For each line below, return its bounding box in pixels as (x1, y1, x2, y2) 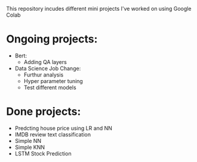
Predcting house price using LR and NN (14, 124, 112, 132)
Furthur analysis (23, 71, 64, 78)
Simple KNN (14, 143, 45, 151)
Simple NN (14, 137, 42, 144)
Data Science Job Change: (14, 65, 81, 72)
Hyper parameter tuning (23, 77, 84, 84)
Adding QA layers (23, 58, 67, 65)
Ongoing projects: (6, 32, 98, 46)
